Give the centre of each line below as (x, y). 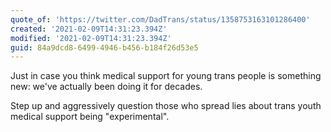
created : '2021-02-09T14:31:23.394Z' (89, 29)
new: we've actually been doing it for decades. (106, 87)
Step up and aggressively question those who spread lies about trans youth (166, 106)
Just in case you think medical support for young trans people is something (166, 76)
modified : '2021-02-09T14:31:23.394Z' (91, 38)
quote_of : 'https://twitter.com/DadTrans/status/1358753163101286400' (160, 19)
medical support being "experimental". (90, 117)
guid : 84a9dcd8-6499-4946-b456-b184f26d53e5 (104, 47)
